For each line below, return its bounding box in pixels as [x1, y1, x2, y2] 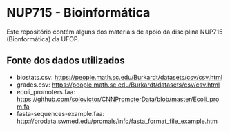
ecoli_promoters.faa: [16, 87, 75, 96]
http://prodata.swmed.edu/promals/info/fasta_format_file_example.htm [16, 117, 218, 125]
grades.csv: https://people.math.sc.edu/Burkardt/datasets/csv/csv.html [16, 80, 220, 89]
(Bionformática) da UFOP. [6, 34, 80, 43]
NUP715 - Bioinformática [6, 5, 151, 21]
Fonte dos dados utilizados [6, 55, 125, 67]
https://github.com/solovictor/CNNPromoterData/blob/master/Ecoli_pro [16, 95, 220, 103]
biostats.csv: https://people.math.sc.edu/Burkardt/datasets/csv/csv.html [16, 73, 222, 81]
